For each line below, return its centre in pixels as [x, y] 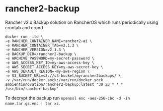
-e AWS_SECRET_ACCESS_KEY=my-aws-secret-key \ [54, 67]
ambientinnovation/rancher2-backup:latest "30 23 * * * [64, 84]
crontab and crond [24, 27]
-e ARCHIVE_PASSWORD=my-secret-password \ [50, 58]
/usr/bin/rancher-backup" [32, 89]
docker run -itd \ [24, 37]
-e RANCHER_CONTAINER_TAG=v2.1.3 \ [42, 45]
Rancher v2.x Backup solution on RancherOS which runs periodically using [82, 22]
